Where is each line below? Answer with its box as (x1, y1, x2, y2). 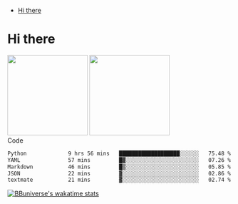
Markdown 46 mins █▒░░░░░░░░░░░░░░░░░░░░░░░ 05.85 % (7, 163, 232, 170)
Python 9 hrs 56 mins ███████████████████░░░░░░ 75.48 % (7, 150, 232, 157)
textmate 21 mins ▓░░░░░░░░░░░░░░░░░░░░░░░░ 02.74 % (7, 176, 232, 184)
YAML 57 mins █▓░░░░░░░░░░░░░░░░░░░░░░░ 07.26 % (7, 156, 232, 163)
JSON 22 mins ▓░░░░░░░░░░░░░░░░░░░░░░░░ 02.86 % (7, 170, 232, 177)
